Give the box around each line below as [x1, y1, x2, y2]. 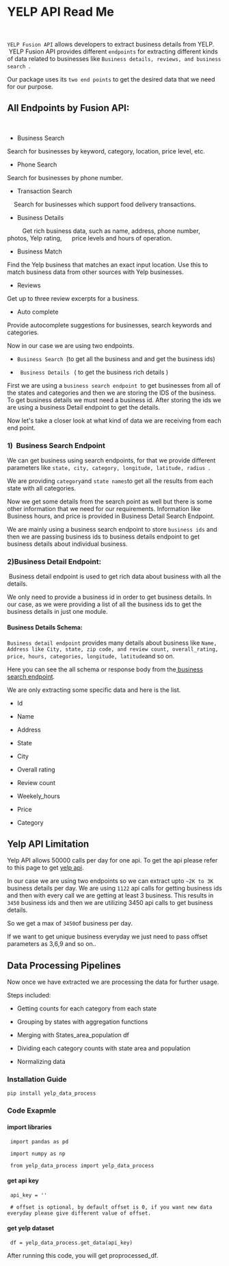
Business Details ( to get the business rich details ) [20, 368, 169, 376]
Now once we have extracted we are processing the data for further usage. [7, 978, 219, 986]
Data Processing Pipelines [7, 960, 122, 971]
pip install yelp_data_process [7, 1090, 96, 1097]
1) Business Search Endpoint [7, 440, 106, 450]
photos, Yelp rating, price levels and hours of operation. [7, 234, 172, 242]
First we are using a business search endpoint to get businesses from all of [7, 381, 221, 389]
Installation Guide [7, 1075, 67, 1084]
